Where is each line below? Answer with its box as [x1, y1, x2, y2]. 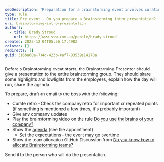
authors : [5, 25, 23, 30]
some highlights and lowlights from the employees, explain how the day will [5, 76, 157, 82]
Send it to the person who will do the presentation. [5, 152, 106, 158]
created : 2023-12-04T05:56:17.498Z [5, 39, 78, 44]
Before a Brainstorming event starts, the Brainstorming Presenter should [5, 66, 150, 72]
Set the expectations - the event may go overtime [19, 132, 120, 138]
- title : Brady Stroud [9, 30, 56, 35]
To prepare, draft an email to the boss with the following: [5, 91, 119, 97]
